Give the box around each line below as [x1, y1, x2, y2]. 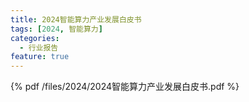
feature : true [10, 52, 70, 62]
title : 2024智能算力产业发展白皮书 [10, 14, 142, 25]
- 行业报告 [19, 42, 59, 53]
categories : [10, 33, 60, 43]
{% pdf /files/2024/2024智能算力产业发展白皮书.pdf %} [10, 81, 240, 93]
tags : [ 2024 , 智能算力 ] [10, 24, 103, 34]
